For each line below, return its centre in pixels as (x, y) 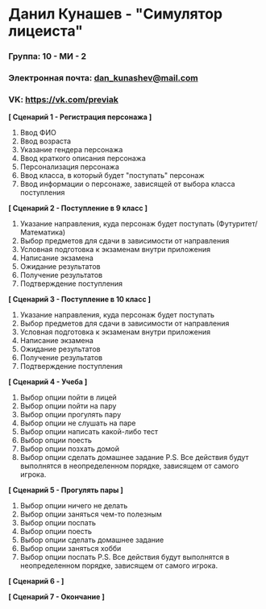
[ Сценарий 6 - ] (36, 582)
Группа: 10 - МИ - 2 (48, 56)
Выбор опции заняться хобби (71, 549)
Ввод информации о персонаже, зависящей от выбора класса (127, 184)
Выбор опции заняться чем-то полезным (91, 514)
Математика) (43, 232)
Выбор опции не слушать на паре (78, 423)
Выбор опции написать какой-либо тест (89, 432)
